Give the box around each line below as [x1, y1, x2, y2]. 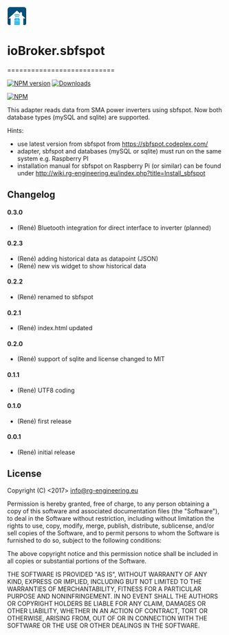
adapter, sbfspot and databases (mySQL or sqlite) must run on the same [17, 147, 222, 155]
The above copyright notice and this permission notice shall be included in [7, 549, 218, 557]
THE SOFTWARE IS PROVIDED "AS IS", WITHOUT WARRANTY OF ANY [7, 570, 208, 578]
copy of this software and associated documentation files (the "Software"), [7, 506, 220, 515]
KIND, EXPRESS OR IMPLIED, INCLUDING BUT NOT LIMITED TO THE [7, 577, 202, 585]
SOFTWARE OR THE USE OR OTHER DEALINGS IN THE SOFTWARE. [7, 621, 200, 629]
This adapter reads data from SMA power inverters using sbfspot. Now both [7, 105, 222, 114]
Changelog [7, 189, 56, 201]
